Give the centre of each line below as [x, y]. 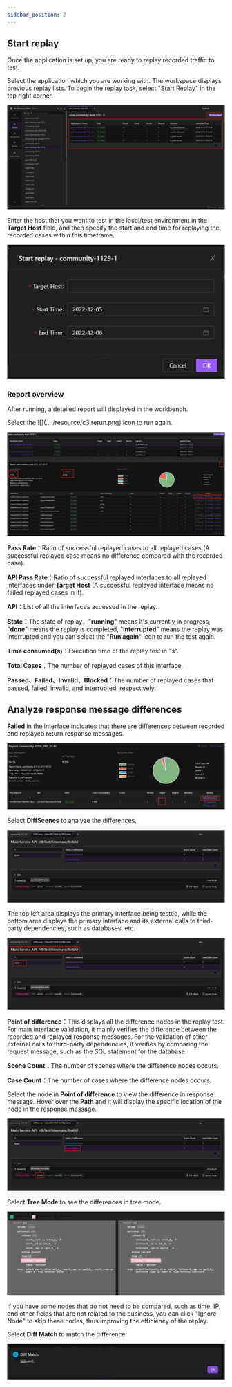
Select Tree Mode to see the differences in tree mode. [84, 1202]
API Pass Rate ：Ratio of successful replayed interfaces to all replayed [107, 577]
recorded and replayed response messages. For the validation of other [108, 1037]
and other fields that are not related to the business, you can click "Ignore [112, 1313]
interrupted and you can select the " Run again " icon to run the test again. [112, 636]
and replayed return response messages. [66, 734]
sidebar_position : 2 [37, 15]
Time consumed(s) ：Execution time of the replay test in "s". [93, 651]
